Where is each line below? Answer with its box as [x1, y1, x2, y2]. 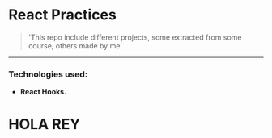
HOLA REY [8, 115, 81, 134]
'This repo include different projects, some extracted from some [28, 32, 242, 42]
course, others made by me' [28, 40, 123, 50]
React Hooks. [19, 87, 67, 97]
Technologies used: [8, 69, 88, 80]
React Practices [8, 6, 117, 24]
